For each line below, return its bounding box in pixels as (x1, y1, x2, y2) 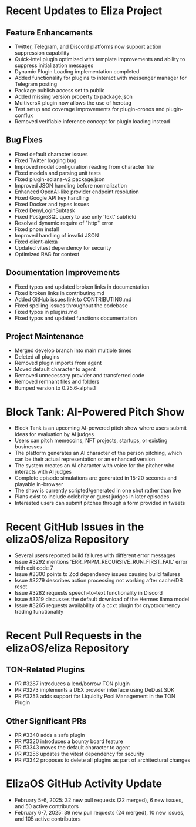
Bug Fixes (6, 135, 43, 145)
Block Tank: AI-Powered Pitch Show (6, 405, 185, 418)
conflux (14, 112, 33, 119)
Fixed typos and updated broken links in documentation (14, 283, 150, 290)
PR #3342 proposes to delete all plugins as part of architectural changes (14, 756, 191, 764)
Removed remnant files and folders (14, 378, 100, 386)
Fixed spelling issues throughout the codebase (14, 302, 128, 309)
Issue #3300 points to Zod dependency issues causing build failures (14, 571, 181, 578)
